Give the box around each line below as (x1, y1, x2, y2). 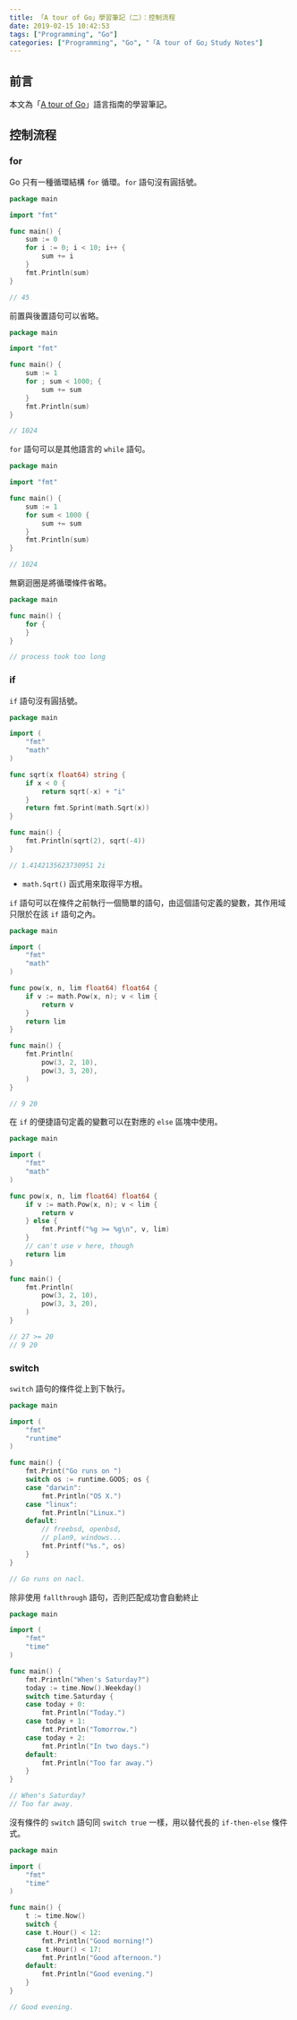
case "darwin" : (25, 1483, 82, 1492)
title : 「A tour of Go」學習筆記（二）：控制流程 (9, 13, 176, 22)
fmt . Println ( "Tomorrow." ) (41, 1725, 139, 1734)
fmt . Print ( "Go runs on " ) (25, 1467, 123, 1476)
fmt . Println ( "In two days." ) (41, 1742, 150, 1750)
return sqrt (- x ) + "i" (41, 787, 126, 796)
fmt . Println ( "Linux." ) (41, 1508, 126, 1518)
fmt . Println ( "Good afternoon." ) (41, 1953, 163, 1962)
